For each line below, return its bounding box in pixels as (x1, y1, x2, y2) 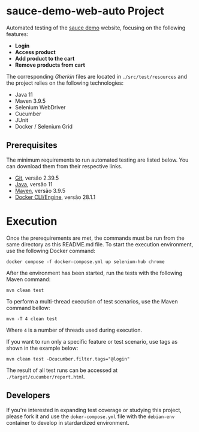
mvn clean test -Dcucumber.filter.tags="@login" (6, 356, 130, 362)
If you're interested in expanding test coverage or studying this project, (6, 406, 182, 413)
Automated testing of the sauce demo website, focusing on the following (6, 24, 186, 31)
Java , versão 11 (14, 180, 53, 187)
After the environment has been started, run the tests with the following (6, 269, 183, 276)
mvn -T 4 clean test (6, 315, 58, 322)
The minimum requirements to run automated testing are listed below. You (6, 156, 189, 163)
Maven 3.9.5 (14, 97, 46, 105)
